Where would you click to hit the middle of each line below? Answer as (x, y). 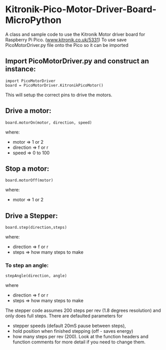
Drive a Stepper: (32, 216)
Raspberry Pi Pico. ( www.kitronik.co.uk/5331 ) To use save (66, 40)
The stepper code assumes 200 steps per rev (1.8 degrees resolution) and (83, 311)
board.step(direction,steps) (36, 228)
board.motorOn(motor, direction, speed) (49, 123)
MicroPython (33, 20)
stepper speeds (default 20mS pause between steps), (69, 326)
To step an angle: (27, 265)
